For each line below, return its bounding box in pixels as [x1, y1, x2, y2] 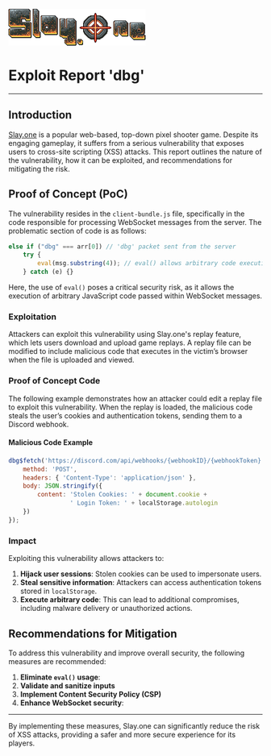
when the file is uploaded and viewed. [8, 355, 135, 365]
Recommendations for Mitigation [8, 626, 177, 641]
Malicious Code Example [8, 438, 94, 447]
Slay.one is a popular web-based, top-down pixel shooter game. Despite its [8, 130, 259, 139]
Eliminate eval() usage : [19, 672, 101, 682]
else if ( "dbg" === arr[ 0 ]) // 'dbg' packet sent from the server [8, 243, 236, 251]
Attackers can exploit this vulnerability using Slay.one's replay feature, [8, 330, 242, 339]
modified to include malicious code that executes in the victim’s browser [8, 347, 248, 356]
